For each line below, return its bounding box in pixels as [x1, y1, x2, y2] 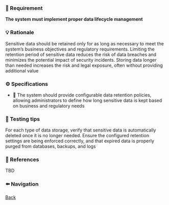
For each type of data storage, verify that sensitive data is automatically [5, 127, 156, 133]
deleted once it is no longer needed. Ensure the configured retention [5, 133, 150, 139]
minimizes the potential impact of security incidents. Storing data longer [5, 57, 157, 63]
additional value [5, 67, 39, 73]
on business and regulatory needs [12, 102, 85, 109]
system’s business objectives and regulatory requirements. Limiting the [5, 46, 155, 52]
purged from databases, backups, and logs [5, 143, 96, 149]
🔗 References [5, 156, 39, 163]
